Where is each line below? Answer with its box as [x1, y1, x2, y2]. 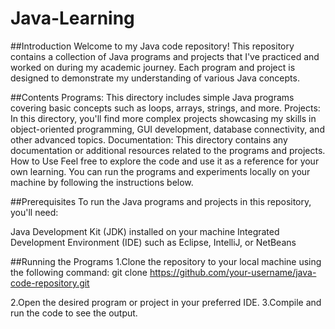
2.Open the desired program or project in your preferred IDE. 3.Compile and [10, 296, 322, 308]
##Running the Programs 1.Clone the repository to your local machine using [10, 255, 322, 267]
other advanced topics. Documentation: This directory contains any [10, 133, 288, 146]
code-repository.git [10, 277, 90, 289]
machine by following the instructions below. [10, 176, 194, 188]
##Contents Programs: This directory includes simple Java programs [10, 91, 295, 103]
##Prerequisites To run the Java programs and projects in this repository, [10, 195, 312, 207]
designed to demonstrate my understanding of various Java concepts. [10, 72, 300, 84]
